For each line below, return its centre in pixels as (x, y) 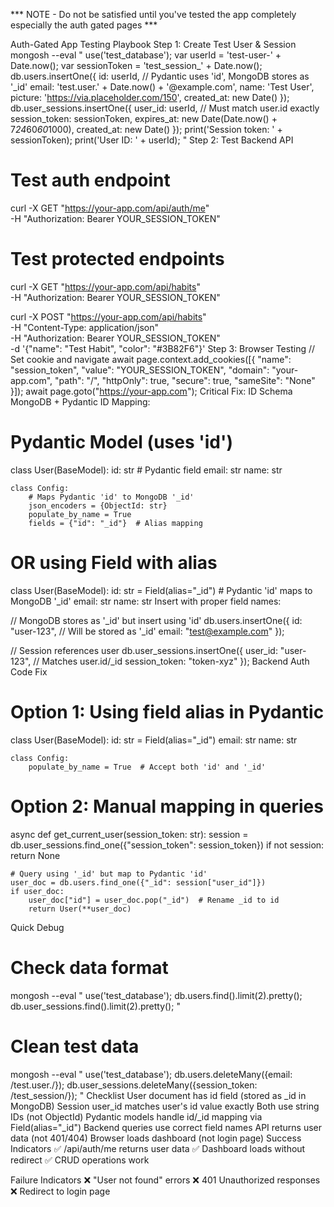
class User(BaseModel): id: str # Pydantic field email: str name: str (146, 470)
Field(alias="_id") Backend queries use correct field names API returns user (166, 1127)
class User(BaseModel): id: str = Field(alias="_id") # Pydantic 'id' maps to (161, 590)
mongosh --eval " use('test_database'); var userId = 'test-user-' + (146, 55)
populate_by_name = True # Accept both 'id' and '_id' (147, 767)
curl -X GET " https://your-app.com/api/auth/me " (110, 208)
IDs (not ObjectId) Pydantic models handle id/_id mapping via (136, 1116)
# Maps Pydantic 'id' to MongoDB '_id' (111, 497)
